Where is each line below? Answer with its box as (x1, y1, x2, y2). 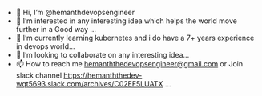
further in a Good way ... (15, 25, 97, 34)
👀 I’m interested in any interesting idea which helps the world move (15, 16, 238, 26)
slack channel (15, 70, 62, 80)
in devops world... (15, 42, 75, 51)
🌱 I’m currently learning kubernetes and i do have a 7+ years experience (15, 33, 255, 42)
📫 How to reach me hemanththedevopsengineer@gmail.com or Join (15, 59, 244, 68)
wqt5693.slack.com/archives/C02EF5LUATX (15, 79, 163, 88)
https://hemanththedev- (63, 70, 143, 80)
